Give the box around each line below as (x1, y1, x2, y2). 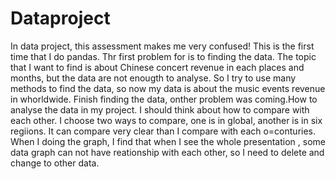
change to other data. (10, 157, 100, 169)
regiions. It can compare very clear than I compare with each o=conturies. (10, 125, 317, 137)
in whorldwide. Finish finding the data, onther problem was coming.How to (10, 93, 318, 105)
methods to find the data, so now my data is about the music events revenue (10, 82, 326, 94)
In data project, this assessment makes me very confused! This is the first (10, 40, 315, 52)
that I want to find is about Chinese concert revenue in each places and (10, 61, 305, 73)
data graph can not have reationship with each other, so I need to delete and (10, 146, 325, 158)
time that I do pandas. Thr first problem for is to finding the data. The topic (10, 50, 317, 62)
